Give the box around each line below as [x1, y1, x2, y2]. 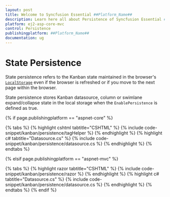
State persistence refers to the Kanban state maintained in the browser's [5, 74, 157, 80]
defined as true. [5, 105, 38, 111]
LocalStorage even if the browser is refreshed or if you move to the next [5, 79, 155, 85]
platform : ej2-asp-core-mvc [5, 21, 65, 27]
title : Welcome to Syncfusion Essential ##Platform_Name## [5, 12, 133, 17]
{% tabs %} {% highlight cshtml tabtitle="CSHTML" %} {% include [5, 124, 144, 130]
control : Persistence [5, 26, 51, 31]
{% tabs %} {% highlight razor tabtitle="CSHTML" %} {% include [5, 165, 141, 171]
